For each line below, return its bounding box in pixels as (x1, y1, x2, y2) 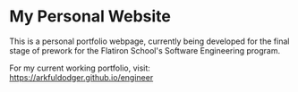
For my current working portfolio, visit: (9, 63, 150, 73)
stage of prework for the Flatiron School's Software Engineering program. (9, 45, 280, 55)
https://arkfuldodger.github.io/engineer (9, 71, 154, 82)
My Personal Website (9, 6, 172, 27)
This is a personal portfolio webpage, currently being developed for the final (9, 36, 290, 46)
